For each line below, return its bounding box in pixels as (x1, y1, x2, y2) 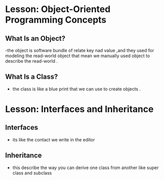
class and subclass (12, 169, 52, 176)
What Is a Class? (5, 73, 58, 81)
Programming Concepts (5, 14, 106, 26)
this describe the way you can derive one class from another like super (12, 164, 159, 170)
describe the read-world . (5, 58, 58, 64)
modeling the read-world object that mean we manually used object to (5, 53, 150, 59)
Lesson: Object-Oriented (5, 4, 111, 15)
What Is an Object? (5, 34, 66, 43)
